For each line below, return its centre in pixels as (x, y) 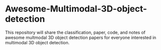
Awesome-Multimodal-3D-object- (76, 9)
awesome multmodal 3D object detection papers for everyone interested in (81, 37)
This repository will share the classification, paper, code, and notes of (75, 32)
